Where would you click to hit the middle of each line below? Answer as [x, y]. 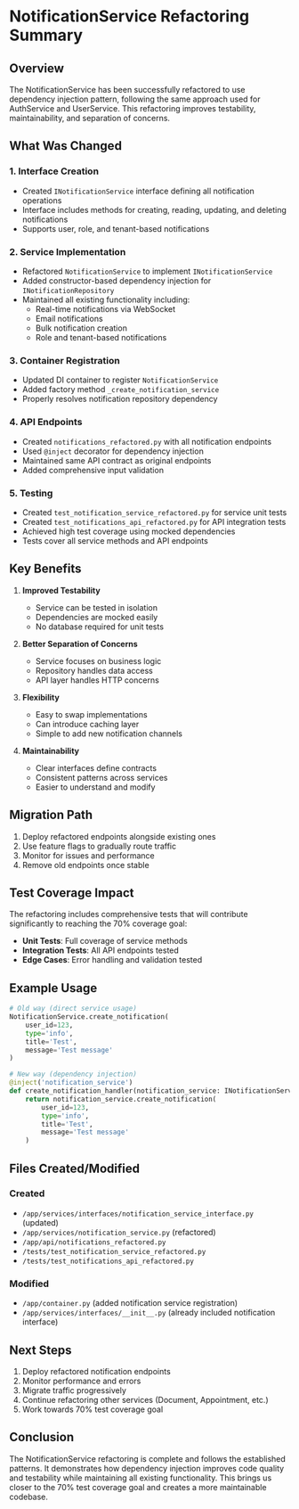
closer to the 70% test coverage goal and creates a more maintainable [138, 1487]
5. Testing [31, 493]
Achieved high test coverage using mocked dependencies [129, 531]
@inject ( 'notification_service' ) [71, 1083]
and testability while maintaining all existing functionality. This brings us [141, 1478]
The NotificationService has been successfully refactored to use [127, 90]
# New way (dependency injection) [73, 1074]
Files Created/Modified [75, 1168]
